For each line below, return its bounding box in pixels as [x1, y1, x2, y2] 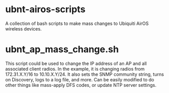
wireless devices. [5, 25, 42, 32]
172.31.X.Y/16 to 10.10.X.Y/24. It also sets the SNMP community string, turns [5, 71, 164, 77]
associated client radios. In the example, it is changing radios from [5, 66, 145, 72]
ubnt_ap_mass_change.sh [5, 44, 119, 55]
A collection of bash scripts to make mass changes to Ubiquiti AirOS [5, 20, 149, 26]
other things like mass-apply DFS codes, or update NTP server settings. [5, 82, 157, 88]
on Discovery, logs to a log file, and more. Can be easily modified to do [5, 76, 155, 82]
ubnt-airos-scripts [5, 4, 86, 15]
